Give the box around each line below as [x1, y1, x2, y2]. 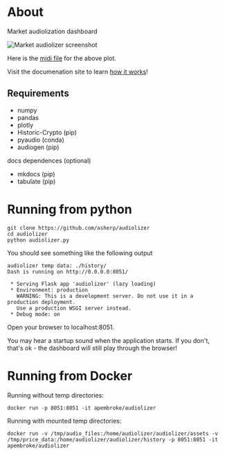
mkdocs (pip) [17, 169, 55, 178]
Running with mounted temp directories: [7, 416, 122, 425]
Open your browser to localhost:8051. [7, 323, 115, 331]
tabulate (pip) [17, 177, 56, 185]
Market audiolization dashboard [7, 27, 98, 35]
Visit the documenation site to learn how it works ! [7, 67, 148, 76]
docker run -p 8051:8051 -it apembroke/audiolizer [7, 404, 156, 412]
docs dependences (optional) [7, 156, 91, 164]
